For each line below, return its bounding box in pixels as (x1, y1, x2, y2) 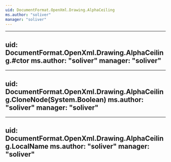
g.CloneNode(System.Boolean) (5, 95, 107, 104)
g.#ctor (5, 56, 30, 65)
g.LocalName (5, 142, 49, 151)
